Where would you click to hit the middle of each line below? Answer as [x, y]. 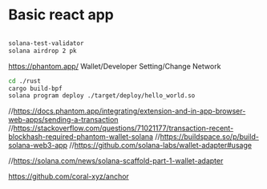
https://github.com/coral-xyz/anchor [69, 177]
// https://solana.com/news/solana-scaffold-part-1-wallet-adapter [116, 161]
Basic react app [61, 15]
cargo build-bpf [35, 88]
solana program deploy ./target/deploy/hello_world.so [102, 96]
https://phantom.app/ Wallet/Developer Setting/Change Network [115, 66]
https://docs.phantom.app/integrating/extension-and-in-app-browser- [129, 111]
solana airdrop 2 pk [43, 51]
